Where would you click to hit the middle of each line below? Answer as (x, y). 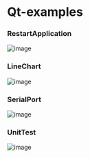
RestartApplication (40, 34)
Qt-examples (45, 12)
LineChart (24, 66)
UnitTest (22, 132)
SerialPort (24, 99)
